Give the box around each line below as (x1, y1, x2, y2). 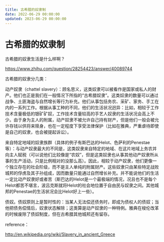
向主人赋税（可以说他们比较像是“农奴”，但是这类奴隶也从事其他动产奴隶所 (5, 152, 155, 158)
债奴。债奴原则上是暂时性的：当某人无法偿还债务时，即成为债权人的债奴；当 (5, 199, 159, 205)
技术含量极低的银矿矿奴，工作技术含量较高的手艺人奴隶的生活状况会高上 (5, 111, 150, 117)
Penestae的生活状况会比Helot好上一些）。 (13, 189, 97, 194)
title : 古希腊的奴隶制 (5, 7, 46, 12)
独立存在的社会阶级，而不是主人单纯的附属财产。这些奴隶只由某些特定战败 (9, 164, 159, 170)
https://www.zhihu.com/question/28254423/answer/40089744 (5, 66, 133, 72)
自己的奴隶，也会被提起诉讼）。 (9, 129, 72, 135)
